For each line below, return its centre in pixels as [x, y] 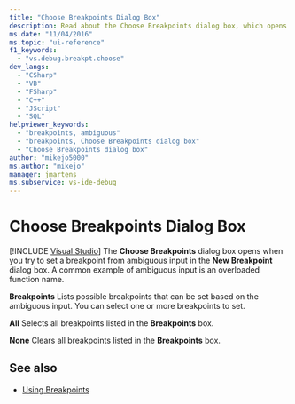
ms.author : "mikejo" [47, 166]
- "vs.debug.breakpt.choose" [71, 59]
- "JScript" [39, 108]
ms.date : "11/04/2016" [51, 34]
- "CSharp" [37, 75]
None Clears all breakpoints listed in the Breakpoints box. [115, 341]
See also [33, 368]
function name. [37, 280]
